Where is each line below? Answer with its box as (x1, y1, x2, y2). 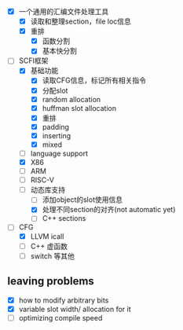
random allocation (42, 94, 101, 104)
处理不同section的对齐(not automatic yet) (42, 205, 176, 214)
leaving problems (7, 274, 95, 288)
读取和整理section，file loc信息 (30, 16, 131, 26)
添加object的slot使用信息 (42, 195, 123, 204)
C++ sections (42, 214, 86, 223)
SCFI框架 (18, 56, 49, 65)
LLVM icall (30, 231, 64, 241)
